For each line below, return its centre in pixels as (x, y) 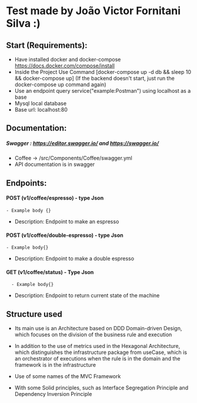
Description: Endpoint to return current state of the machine (87, 295)
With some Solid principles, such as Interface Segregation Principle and (101, 388)
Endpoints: (26, 183)
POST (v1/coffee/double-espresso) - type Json (65, 235)
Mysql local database (40, 103)
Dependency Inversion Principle (53, 394)
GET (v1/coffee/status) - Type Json (50, 272)
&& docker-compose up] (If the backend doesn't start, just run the (94, 78)
